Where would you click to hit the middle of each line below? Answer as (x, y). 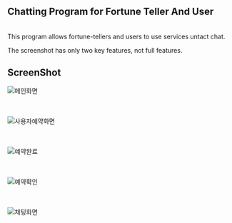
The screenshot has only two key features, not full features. (95, 50)
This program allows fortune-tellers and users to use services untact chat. (116, 36)
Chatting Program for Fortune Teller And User (111, 12)
